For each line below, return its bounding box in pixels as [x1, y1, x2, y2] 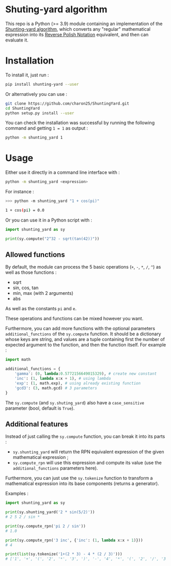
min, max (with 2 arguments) [12, 290, 74, 296]
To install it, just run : [5, 72, 49, 78]
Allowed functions [5, 250, 65, 259]
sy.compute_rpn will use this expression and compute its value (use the [12, 460, 162, 466]
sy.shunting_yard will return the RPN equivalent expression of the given [12, 449, 164, 455]
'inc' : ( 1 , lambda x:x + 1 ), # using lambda [14, 376, 111, 381]
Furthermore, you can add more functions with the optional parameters [5, 326, 155, 332]
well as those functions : [5, 269, 57, 275]
